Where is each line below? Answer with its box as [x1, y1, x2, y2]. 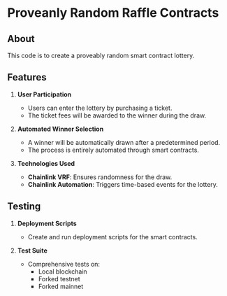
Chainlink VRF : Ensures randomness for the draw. [27, 173, 173, 181]
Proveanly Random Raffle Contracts [7, 5, 219, 21]
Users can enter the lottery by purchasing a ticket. [27, 104, 173, 112]
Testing [7, 201, 41, 213]
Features [7, 71, 47, 83]
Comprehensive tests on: [27, 260, 100, 268]
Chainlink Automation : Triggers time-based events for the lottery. [27, 180, 219, 188]
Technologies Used [17, 159, 75, 167]
